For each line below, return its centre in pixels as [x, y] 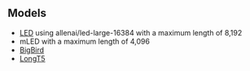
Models [27, 13]
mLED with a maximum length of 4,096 [84, 41]
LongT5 [32, 58]
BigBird [32, 50]
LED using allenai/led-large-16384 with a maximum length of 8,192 [131, 32]
